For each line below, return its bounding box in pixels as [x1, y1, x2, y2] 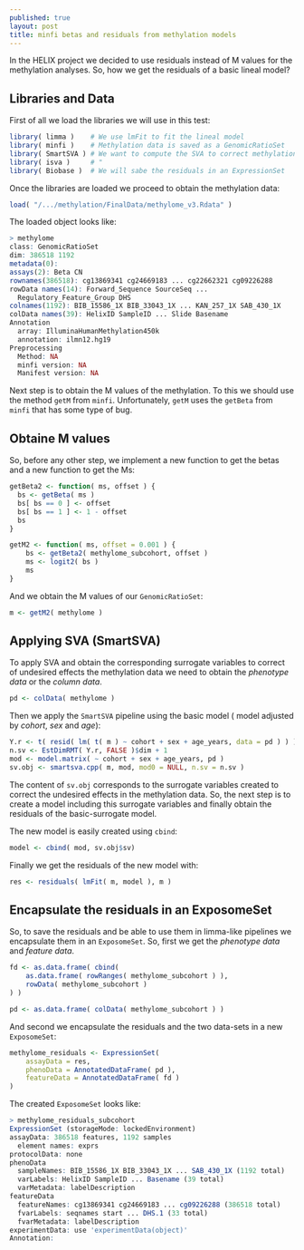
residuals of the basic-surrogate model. [9, 808, 157, 819]
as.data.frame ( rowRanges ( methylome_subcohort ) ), [25, 972, 229, 981]
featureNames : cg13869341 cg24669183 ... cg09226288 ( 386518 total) [17, 1200, 281, 1209]
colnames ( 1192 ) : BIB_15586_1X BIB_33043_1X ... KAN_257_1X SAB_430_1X [9, 301, 281, 311]
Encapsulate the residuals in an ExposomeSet [9, 902, 273, 917]
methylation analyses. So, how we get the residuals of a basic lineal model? [9, 64, 291, 75]
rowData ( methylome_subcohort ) [25, 980, 147, 989]
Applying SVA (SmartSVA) [9, 634, 161, 649]
